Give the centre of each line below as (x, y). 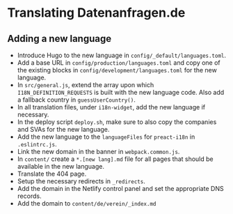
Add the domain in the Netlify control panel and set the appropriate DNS (120, 189)
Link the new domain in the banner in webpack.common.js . (98, 152)
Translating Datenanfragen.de (96, 13)
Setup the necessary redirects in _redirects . (81, 181)
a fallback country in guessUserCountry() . (76, 100)
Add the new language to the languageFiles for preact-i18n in (106, 137)
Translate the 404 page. (52, 174)
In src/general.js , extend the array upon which (86, 85)
